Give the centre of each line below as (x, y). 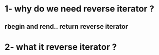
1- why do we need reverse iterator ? (79, 9)
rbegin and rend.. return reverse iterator (66, 27)
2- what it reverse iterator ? (61, 47)
